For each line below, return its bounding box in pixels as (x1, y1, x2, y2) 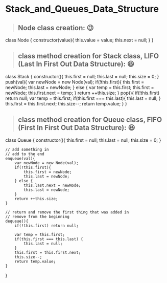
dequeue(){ (5, 219, 29, 224)
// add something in (5, 147, 50, 152)
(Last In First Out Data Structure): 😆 (17, 60, 134, 69)
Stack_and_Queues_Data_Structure (5, 3, 159, 15)
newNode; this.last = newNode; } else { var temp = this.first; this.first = (5, 84, 154, 90)
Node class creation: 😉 (17, 24, 94, 32)
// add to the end (5, 151, 44, 157)
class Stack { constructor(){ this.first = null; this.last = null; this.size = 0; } (5, 73, 159, 79)
